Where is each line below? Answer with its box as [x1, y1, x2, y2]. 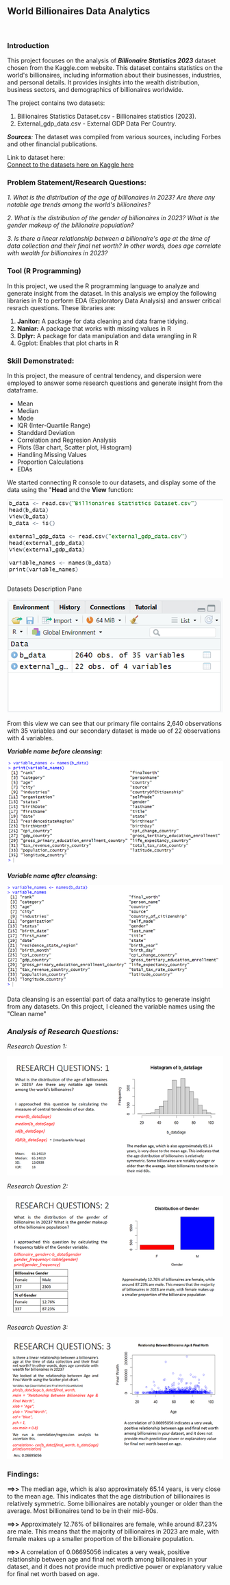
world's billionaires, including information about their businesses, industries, [7, 71, 222, 80]
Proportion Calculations [16, 458, 84, 466]
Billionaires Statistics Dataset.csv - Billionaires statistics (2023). [16, 113, 196, 121]
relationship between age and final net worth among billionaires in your [7, 1555, 207, 1564]
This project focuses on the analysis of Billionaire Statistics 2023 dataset [7, 56, 216, 64]
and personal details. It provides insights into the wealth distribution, [7, 78, 200, 86]
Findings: [7, 1470, 40, 1479]
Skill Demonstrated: [7, 356, 75, 366]
